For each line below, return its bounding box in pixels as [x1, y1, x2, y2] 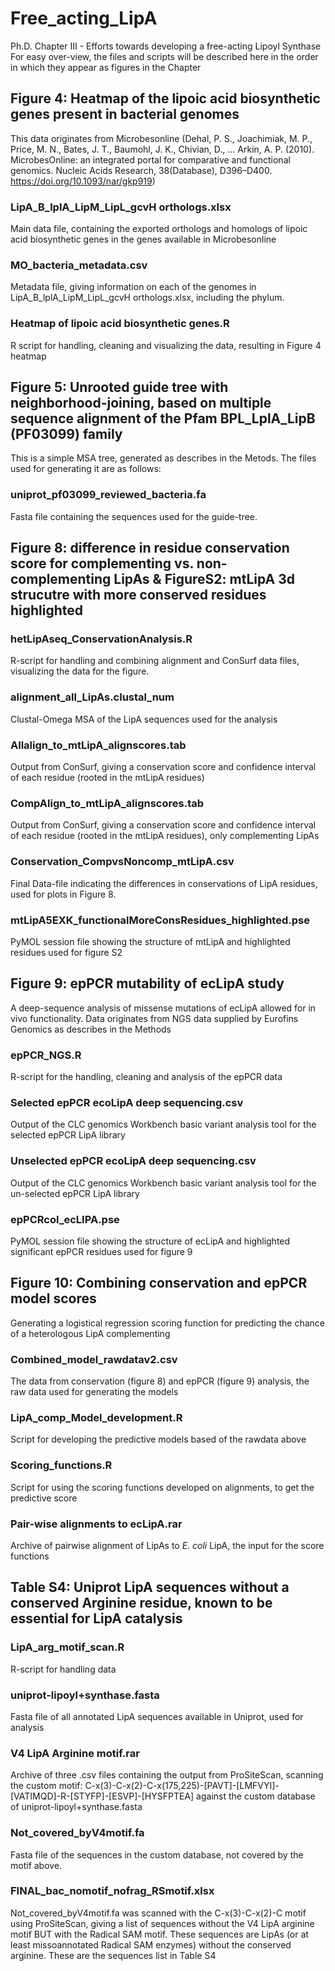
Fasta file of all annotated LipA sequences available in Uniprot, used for [10, 1710, 304, 1722]
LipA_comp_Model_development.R [10, 1410, 183, 1424]
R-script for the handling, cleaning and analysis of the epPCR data [10, 1071, 283, 1083]
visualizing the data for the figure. [10, 665, 150, 677]
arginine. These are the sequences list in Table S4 [10, 1949, 217, 1961]
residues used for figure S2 [10, 946, 123, 958]
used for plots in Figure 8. [10, 888, 117, 900]
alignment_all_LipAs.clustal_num [10, 690, 175, 704]
